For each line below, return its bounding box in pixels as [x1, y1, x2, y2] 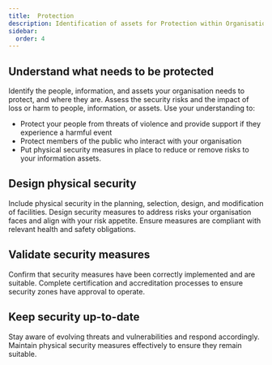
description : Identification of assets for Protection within [8, 19, 223, 28]
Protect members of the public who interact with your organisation [19, 136, 242, 146]
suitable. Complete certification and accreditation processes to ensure [8, 277, 244, 288]
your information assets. [19, 153, 101, 163]
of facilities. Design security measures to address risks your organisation [8, 207, 252, 217]
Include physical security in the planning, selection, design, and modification [8, 198, 264, 208]
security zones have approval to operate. [8, 286, 146, 296]
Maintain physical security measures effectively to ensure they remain [8, 340, 243, 350]
